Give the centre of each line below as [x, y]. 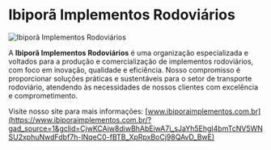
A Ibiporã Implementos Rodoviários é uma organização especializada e [129, 52]
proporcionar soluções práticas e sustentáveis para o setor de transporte [130, 78]
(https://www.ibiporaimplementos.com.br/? [80, 119]
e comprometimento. [43, 95]
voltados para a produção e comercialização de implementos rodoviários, [131, 61]
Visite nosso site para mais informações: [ [78, 111]
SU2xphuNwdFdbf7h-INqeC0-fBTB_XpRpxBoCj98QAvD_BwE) [112, 137]
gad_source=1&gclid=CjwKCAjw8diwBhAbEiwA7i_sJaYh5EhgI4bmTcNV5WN [135, 128]
